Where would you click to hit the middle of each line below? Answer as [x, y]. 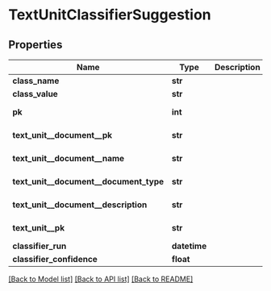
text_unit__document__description [80, 205]
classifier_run [40, 246]
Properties [35, 45]
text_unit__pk [39, 228]
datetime [190, 246]
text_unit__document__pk [63, 135]
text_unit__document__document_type [88, 181]
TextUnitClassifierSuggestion [110, 15]
